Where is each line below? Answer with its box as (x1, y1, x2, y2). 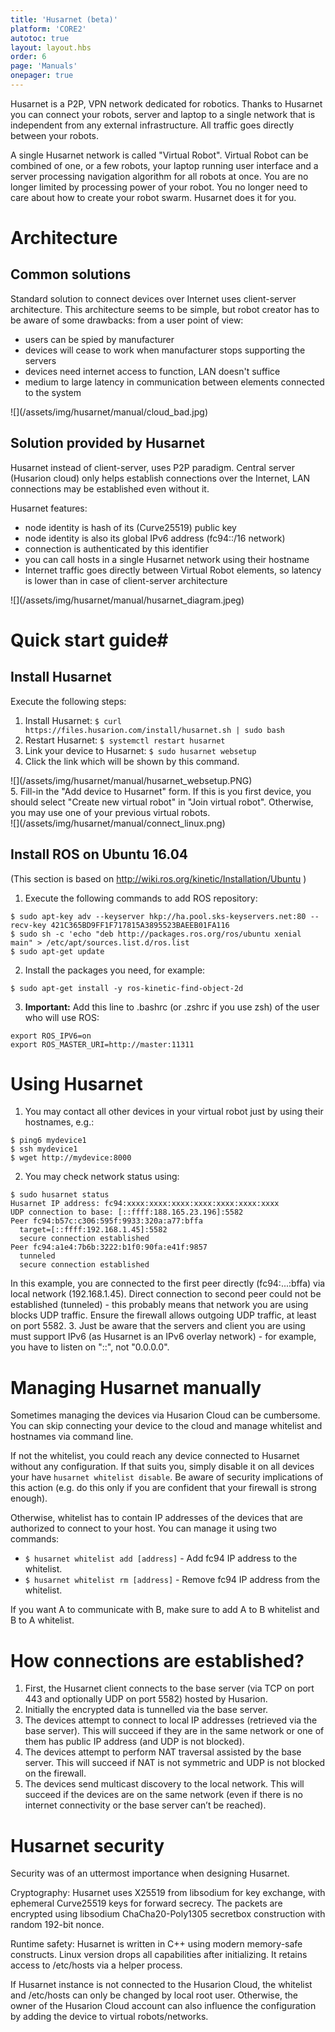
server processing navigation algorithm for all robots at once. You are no (10, 170, 309, 182)
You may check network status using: (24, 1171, 180, 1183)
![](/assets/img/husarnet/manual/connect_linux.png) (10, 817, 226, 829)
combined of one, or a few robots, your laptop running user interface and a (10, 159, 319, 171)
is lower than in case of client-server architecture (24, 574, 228, 586)
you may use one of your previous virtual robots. (10, 806, 211, 818)
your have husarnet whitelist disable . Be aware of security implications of (10, 1471, 324, 1483)
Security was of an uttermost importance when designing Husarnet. (10, 1867, 290, 1880)
